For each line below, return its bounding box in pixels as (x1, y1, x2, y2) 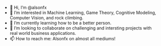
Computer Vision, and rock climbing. (9, 15, 84, 20)
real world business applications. (9, 31, 76, 36)
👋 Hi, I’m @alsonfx (9, 5, 47, 10)
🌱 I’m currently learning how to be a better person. (9, 20, 112, 26)
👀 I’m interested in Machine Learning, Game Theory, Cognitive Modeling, (9, 10, 157, 15)
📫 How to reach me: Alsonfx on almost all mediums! (9, 36, 116, 41)
